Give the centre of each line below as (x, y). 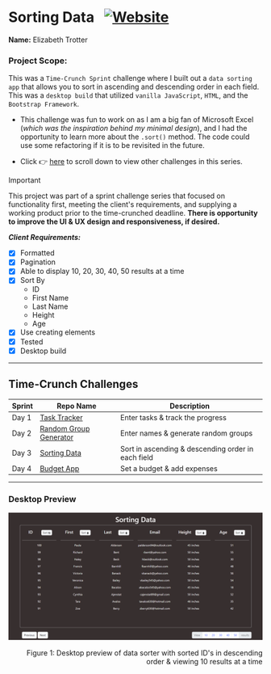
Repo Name (76, 406)
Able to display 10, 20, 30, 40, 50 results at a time (102, 272)
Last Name (50, 306)
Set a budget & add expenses (169, 468)
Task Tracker (61, 418)
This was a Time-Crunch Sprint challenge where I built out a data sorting (130, 78)
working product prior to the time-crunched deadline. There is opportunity (133, 213)
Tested (31, 341)
